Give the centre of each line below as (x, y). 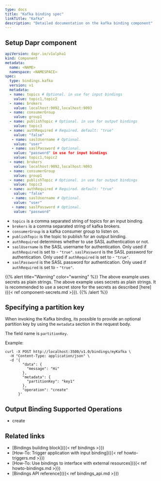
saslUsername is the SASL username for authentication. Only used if (79, 247)
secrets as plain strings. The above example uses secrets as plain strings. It (80, 282)
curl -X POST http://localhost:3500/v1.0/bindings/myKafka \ (68, 352)
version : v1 (22, 85)
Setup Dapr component (41, 42)
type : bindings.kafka (31, 81)
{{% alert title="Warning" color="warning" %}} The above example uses (77, 276)
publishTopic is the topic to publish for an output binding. (69, 236)
